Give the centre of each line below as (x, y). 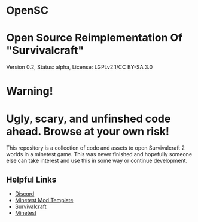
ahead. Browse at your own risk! (88, 131)
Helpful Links (31, 179)
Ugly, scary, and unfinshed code (89, 119)
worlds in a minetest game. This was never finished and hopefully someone (99, 154)
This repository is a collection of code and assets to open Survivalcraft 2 (96, 148)
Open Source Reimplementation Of (95, 38)
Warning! (30, 91)
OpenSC (28, 10)
